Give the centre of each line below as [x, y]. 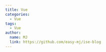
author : [13, 33]
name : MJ [19, 38]
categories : [17, 14]
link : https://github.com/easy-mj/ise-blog [55, 42]
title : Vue [16, 10]
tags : [11, 24]
